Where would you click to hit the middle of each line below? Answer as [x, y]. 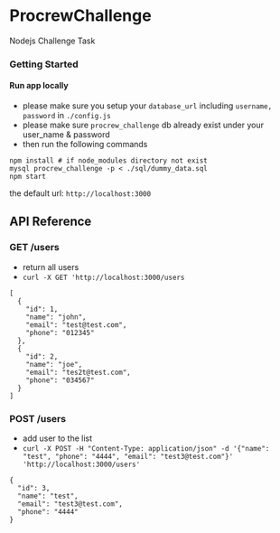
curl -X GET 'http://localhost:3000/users [103, 277]
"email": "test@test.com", [76, 325]
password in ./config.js [66, 116]
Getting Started [44, 64]
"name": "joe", [54, 364]
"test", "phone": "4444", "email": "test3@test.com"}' [128, 457]
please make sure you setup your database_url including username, [147, 106]
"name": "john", [56, 317]
